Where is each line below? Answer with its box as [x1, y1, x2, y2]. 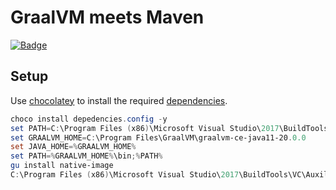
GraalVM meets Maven [10, 6, 205, 29]
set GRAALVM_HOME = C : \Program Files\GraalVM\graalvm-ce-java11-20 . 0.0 [10, 132, 307, 143]
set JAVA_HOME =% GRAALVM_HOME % [10, 142, 137, 152]
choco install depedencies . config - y [10, 114, 168, 124]
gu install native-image [10, 161, 114, 171]
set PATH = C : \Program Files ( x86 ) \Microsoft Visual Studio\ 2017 [10, 123, 280, 133]
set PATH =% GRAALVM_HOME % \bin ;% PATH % [10, 151, 163, 161]
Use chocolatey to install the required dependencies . [10, 94, 228, 106]
